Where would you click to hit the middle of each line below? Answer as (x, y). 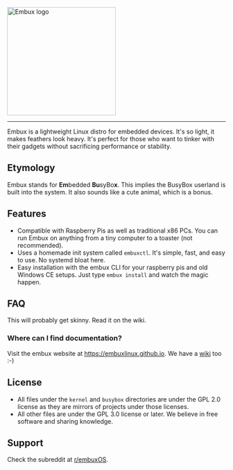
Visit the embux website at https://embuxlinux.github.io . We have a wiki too (114, 353)
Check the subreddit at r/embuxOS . (58, 460)
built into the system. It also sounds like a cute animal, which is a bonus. (110, 192)
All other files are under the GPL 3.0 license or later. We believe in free (118, 414)
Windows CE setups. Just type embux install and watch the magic (113, 274)
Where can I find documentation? (65, 338)
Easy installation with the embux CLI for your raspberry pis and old (112, 267)
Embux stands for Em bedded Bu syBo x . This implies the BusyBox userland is (116, 184)
